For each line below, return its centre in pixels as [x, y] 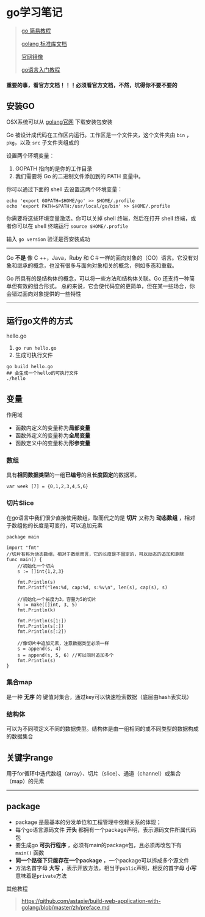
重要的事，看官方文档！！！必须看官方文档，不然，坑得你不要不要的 [92, 85]
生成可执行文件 [34, 355]
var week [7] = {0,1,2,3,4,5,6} [47, 487]
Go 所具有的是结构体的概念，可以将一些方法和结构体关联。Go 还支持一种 [98, 279]
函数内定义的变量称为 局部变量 [52, 428]
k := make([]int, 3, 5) [48, 605]
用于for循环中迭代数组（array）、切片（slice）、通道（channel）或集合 [94, 773]
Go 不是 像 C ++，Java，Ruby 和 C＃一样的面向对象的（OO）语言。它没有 [100, 258]
